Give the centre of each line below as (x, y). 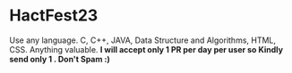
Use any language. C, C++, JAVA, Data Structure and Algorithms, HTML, (142, 40)
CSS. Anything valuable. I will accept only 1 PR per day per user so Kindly (146, 49)
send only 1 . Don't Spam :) (60, 59)
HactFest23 (54, 16)
